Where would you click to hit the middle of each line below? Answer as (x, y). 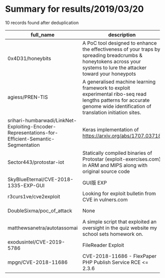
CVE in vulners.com (105, 199)
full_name (43, 34)
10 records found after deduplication (42, 23)
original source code (106, 171)
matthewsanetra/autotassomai (43, 228)
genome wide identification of (117, 106)
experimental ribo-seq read (114, 94)
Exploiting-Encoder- (32, 126)
